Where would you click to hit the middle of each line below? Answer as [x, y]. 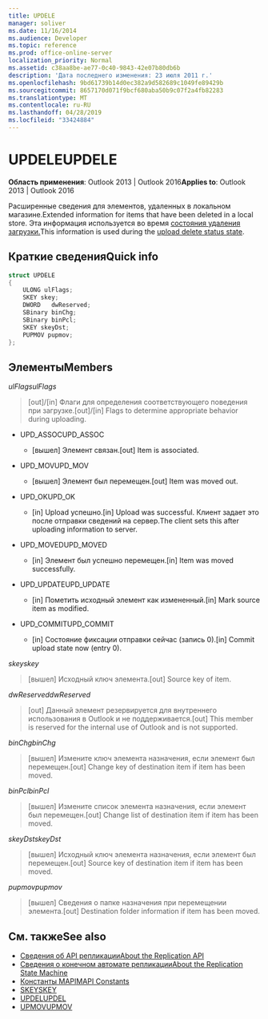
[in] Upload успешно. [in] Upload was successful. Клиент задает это [146, 512]
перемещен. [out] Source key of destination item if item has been [135, 863]
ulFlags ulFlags [32, 386]
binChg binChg [32, 743]
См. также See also [57, 936]
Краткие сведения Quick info [83, 257]
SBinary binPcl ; [50, 320]
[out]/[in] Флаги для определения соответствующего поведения [138, 402]
